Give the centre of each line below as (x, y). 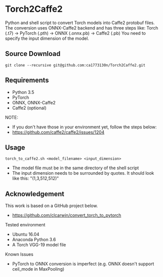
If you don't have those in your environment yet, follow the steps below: (84, 127)
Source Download (33, 54)
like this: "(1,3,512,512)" (35, 179)
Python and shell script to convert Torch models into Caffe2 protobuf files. (80, 23)
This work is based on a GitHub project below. (51, 206)
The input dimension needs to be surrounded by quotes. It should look (83, 173)
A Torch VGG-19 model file (39, 245)
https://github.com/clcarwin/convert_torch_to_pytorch (67, 215)
